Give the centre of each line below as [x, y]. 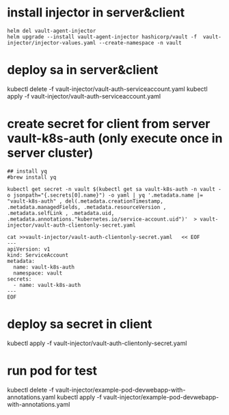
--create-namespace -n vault [140, 42]
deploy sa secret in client [80, 324]
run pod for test [52, 370]
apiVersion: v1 [29, 249]
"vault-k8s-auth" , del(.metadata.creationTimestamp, [85, 201]
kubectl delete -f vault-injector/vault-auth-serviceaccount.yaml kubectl [107, 89]
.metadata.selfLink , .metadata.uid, [61, 213]
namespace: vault [38, 273]
